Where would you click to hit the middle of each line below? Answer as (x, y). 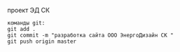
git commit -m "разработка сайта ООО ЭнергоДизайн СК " (90, 35)
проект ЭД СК (29, 10)
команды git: (26, 23)
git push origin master (42, 41)
